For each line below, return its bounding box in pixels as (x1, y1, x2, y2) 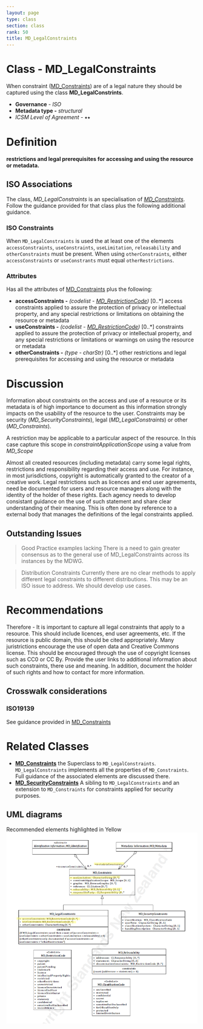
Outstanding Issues (6, 528, 82, 539)
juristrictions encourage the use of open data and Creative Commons (6, 643, 179, 650)
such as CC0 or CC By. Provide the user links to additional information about (6, 656, 197, 663)
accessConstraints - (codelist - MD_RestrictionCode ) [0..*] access (15, 298, 183, 305)
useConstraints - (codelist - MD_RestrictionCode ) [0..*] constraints (15, 323, 184, 330)
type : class (6, 16, 36, 22)
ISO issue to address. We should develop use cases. (21, 582, 153, 589)
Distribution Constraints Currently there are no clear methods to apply (21, 569, 196, 576)
